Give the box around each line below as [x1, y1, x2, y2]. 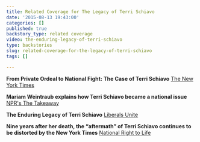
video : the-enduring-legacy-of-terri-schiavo [6, 37, 122, 43]
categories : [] [6, 20, 45, 26]
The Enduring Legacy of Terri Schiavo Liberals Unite [6, 111, 139, 118]
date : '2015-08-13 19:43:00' [6, 14, 80, 20]
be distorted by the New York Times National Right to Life [6, 129, 151, 136]
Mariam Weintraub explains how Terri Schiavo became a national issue [6, 93, 187, 100]
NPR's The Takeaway [6, 99, 59, 107]
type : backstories [6, 43, 52, 49]
